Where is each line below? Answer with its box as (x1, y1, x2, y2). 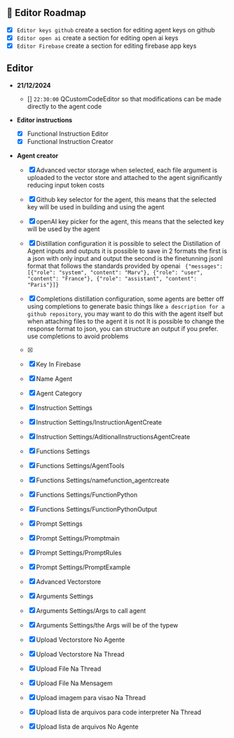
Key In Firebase (36, 360, 81, 368)
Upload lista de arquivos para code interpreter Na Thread (36, 708, 202, 716)
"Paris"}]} (27, 281, 60, 288)
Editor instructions (16, 115, 73, 124)
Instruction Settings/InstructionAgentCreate (36, 417, 163, 426)
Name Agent (36, 374, 73, 383)
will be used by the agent (27, 224, 100, 233)
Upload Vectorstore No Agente (36, 635, 125, 644)
